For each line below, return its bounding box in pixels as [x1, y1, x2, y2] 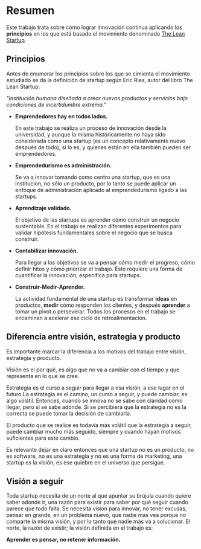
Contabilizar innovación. [14, 247, 78, 254]
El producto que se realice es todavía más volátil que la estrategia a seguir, [6, 421, 192, 429]
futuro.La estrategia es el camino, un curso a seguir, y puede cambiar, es [6, 390, 188, 397]
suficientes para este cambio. [6, 434, 80, 441]
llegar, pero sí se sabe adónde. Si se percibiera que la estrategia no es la [6, 403, 187, 411]
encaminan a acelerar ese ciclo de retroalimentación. [14, 314, 147, 321]
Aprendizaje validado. [14, 204, 72, 211]
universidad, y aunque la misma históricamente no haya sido [14, 130, 166, 138]
